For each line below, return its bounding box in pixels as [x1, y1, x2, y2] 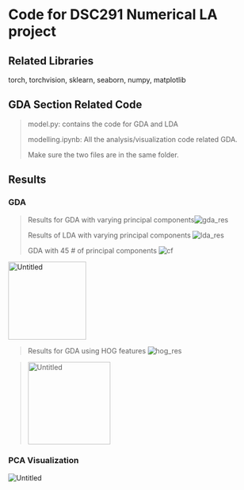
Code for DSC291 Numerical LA [8, 6, 218, 24]
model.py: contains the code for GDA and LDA [27, 119, 178, 129]
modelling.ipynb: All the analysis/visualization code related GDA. [27, 134, 238, 144]
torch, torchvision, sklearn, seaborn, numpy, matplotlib [8, 75, 186, 84]
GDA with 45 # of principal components [27, 245, 157, 255]
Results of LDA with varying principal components [27, 230, 192, 240]
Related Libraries [8, 54, 93, 68]
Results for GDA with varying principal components [27, 214, 195, 224]
